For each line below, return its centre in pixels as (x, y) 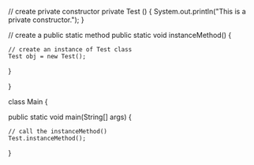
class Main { (28, 101)
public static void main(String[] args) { (70, 117)
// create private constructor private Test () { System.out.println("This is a (127, 11)
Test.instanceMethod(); (47, 138)
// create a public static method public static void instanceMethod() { (120, 35)
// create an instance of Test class (70, 50)
